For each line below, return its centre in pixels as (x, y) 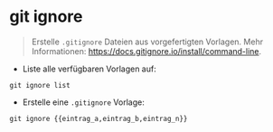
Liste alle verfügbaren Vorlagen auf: (89, 69)
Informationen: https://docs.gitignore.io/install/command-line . (146, 51)
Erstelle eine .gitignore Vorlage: (83, 102)
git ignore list (40, 85)
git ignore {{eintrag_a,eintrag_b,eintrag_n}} (99, 118)
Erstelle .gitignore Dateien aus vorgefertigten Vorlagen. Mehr (147, 42)
